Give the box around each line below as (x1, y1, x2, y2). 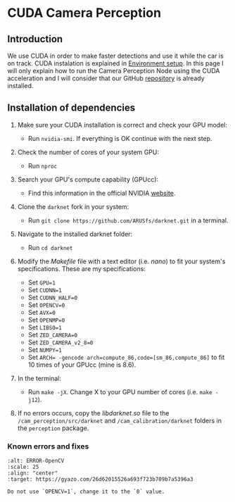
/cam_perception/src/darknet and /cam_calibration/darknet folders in (17, 416, 222, 425)
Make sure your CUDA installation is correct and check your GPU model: (17, 120, 227, 129)
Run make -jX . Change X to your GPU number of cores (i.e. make (27, 387, 212, 396)
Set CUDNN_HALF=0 (27, 293, 78, 301)
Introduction (7, 33, 63, 45)
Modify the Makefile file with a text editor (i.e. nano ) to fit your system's (17, 257, 226, 265)
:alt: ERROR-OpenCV (7, 458, 65, 465)
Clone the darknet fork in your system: (17, 202, 129, 211)
